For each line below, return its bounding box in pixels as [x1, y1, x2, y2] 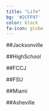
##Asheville [6, 99, 35, 106]
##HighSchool [6, 53, 41, 60]
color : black [6, 20, 38, 26]
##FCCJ [6, 65, 27, 72]
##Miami [6, 87, 28, 95]
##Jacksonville [6, 42, 43, 49]
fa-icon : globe [6, 25, 44, 31]
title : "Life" [6, 8, 41, 15]
